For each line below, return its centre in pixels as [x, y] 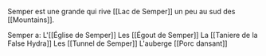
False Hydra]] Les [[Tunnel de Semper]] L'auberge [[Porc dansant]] [117, 43]
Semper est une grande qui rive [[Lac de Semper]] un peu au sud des [121, 11]
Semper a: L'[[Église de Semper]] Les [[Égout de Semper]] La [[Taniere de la [133, 35]
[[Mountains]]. [31, 20]
